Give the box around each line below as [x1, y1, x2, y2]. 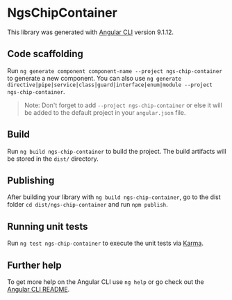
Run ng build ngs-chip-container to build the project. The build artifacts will [7, 147, 226, 155]
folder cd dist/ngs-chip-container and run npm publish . [7, 200, 168, 209]
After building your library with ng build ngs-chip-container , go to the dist [7, 193, 221, 201]
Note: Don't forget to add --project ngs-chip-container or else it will [24, 101, 222, 109]
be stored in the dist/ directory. [7, 155, 99, 163]
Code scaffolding [7, 48, 83, 60]
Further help [7, 259, 63, 271]
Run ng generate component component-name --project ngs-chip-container [7, 66, 222, 74]
